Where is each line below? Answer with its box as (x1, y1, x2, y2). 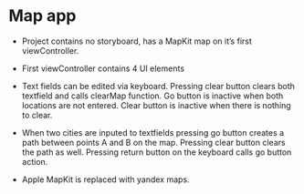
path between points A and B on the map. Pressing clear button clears (21, 137, 286, 148)
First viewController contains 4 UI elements (21, 63, 184, 74)
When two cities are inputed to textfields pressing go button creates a (21, 127, 285, 138)
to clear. (21, 109, 53, 120)
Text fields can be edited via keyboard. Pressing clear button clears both (21, 80, 296, 91)
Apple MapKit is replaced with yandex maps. (21, 174, 190, 185)
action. (21, 156, 48, 167)
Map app (8, 5, 77, 26)
